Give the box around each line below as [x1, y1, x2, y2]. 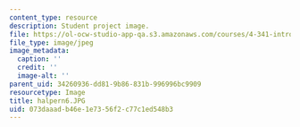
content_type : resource [9, 13, 98, 22]
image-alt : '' [17, 72, 70, 80]
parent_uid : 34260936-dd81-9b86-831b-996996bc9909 [9, 80, 202, 89]
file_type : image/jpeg [9, 38, 94, 47]
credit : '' [17, 63, 58, 72]
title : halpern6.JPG [9, 96, 87, 106]
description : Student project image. [9, 21, 150, 30]
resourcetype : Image [9, 88, 87, 97]
